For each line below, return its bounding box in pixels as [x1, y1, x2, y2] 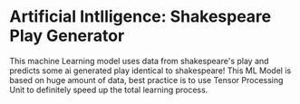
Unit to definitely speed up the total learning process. [9, 84, 208, 95]
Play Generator [9, 25, 125, 46]
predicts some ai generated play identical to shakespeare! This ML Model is [9, 65, 292, 76]
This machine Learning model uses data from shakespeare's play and [9, 55, 269, 66]
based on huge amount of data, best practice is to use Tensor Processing [9, 74, 284, 85]
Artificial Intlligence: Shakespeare [9, 6, 272, 27]
